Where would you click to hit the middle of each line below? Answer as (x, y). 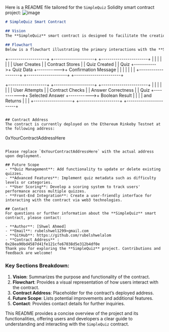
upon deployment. (23, 156)
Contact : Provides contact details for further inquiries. (69, 303)
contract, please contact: (33, 218)
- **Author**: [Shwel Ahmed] (36, 227)
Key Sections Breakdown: (37, 265)
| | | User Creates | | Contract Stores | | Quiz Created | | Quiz (68, 64)
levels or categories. (29, 183)
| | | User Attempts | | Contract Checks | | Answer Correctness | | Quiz (77, 90)
